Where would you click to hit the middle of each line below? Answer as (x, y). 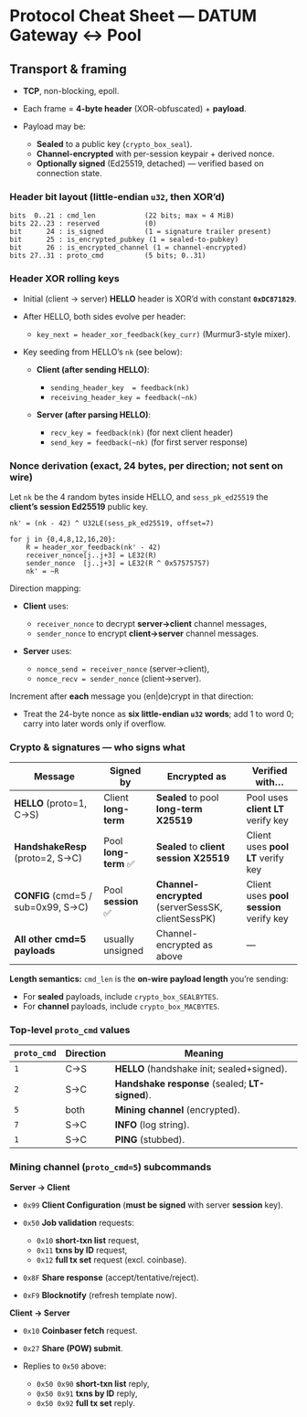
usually (119, 939)
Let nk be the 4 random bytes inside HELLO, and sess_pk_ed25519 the (139, 497)
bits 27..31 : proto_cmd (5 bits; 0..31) (108, 256)
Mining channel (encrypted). (177, 1110)
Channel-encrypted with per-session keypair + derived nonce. (155, 153)
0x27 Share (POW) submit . (73, 1348)
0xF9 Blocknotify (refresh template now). (100, 1295)
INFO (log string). (152, 1125)
